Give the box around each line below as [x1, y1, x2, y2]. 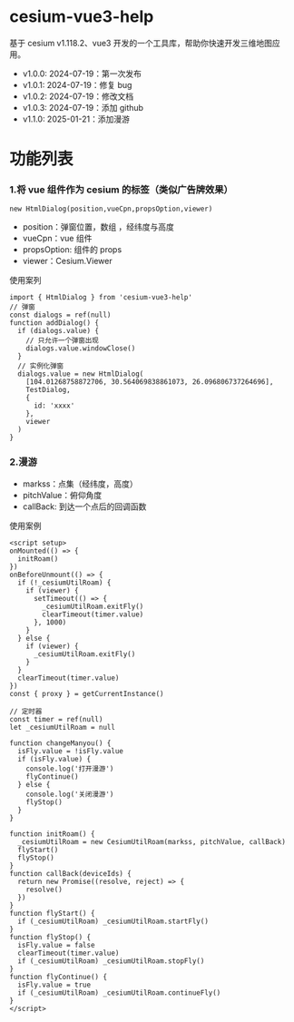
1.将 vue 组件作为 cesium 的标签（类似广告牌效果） [9, 183, 233, 196]
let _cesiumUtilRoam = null [9, 722, 116, 732]
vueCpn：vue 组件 [22, 233, 93, 244]
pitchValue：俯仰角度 [22, 489, 103, 500]
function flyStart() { [9, 909, 95, 918]
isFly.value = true [17, 980, 92, 989]
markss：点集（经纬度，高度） [22, 478, 138, 489]
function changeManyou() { [9, 738, 112, 748]
